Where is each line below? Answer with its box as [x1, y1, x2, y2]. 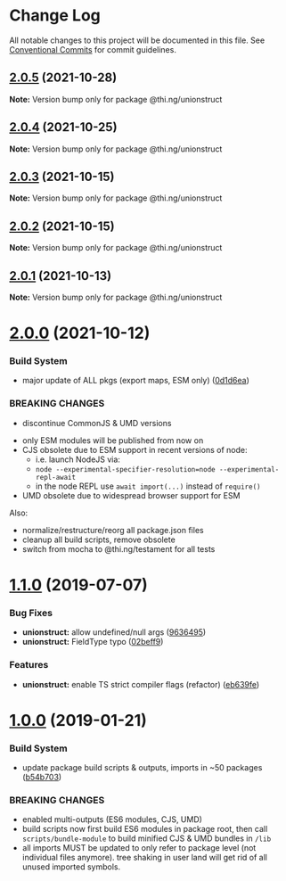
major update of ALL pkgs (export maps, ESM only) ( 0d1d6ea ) [21, 375, 249, 386]
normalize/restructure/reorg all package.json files [21, 524, 204, 535]
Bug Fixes [9, 606, 53, 619]
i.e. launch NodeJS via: [35, 454, 120, 465]
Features [9, 659, 49, 671]
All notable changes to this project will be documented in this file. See [9, 35, 266, 45]
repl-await [35, 473, 77, 482]
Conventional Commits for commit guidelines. [9, 44, 176, 54]
